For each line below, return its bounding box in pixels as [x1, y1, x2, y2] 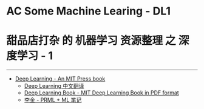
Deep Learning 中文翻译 [24, 82, 84, 90]
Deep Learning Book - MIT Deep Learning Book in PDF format [24, 89, 179, 96]
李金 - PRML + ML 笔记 [24, 96, 82, 104]
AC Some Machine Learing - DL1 [6, 4, 171, 18]
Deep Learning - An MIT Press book [15, 75, 106, 82]
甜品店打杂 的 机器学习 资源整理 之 [6, 34, 176, 48]
